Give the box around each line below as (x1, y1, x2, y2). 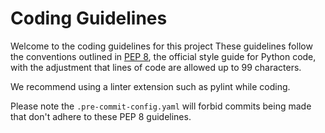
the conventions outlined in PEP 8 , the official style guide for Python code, (10, 50, 317, 62)
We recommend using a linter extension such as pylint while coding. (10, 80, 291, 92)
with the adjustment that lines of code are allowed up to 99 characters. (10, 61, 302, 73)
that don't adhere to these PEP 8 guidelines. (10, 110, 192, 122)
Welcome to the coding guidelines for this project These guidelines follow (10, 40, 313, 52)
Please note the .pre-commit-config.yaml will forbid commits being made (10, 100, 312, 112)
